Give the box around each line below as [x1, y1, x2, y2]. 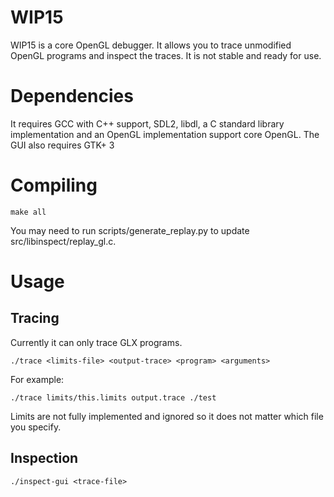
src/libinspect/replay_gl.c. [10, 235, 117, 247]
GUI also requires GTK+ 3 [10, 139, 115, 151]
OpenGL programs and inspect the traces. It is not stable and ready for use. [10, 49, 322, 61]
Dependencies [10, 85, 134, 108]
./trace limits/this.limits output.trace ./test [10, 392, 217, 403]
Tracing [10, 310, 60, 327]
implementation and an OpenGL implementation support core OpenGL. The [10, 128, 320, 140]
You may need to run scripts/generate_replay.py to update [10, 224, 250, 236]
